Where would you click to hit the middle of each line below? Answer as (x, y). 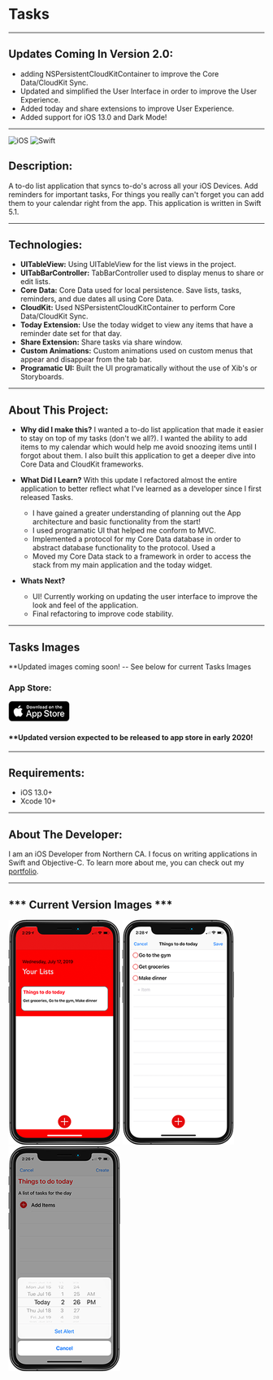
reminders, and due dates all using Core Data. (97, 299)
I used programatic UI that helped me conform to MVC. (124, 531)
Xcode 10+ (38, 801)
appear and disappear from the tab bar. (86, 360)
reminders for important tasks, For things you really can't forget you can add (136, 194)
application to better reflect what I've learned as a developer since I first (141, 488)
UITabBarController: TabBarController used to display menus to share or (142, 273)
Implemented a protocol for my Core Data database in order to (136, 539)
